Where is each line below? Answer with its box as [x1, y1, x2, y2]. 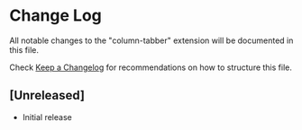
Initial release [22, 111, 72, 122]
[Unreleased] [9, 88, 86, 103]
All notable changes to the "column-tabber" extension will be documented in [9, 35, 294, 46]
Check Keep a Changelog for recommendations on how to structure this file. [9, 62, 293, 73]
